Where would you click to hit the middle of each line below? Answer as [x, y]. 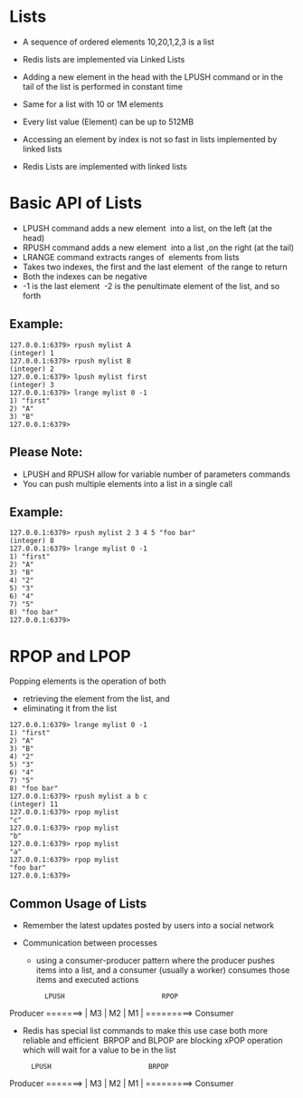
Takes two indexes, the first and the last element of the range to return [155, 267]
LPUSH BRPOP [100, 1067]
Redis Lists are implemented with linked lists [104, 166]
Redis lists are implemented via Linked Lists [104, 59]
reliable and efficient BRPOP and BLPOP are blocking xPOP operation [152, 1041]
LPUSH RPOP [111, 996]
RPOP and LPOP [70, 656]
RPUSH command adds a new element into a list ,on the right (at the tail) [158, 248]
